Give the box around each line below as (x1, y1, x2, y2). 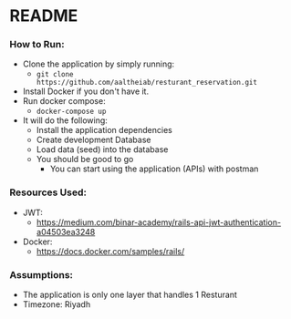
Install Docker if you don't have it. (22, 86, 149, 97)
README (9, 5, 78, 26)
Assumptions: (9, 268, 74, 281)
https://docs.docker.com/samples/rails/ (36, 245, 185, 256)
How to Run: (9, 38, 66, 51)
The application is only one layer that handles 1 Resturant (22, 289, 237, 301)
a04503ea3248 (36, 226, 96, 237)
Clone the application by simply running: (22, 58, 175, 69)
